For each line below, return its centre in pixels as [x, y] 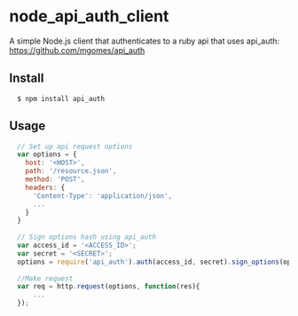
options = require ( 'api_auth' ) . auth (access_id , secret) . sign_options [148, 262]
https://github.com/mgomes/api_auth [77, 50]
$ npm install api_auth [61, 99]
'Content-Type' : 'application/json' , [102, 196]
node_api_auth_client [89, 16]
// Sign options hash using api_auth [87, 237]
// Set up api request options [75, 146]
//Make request [45, 278]
